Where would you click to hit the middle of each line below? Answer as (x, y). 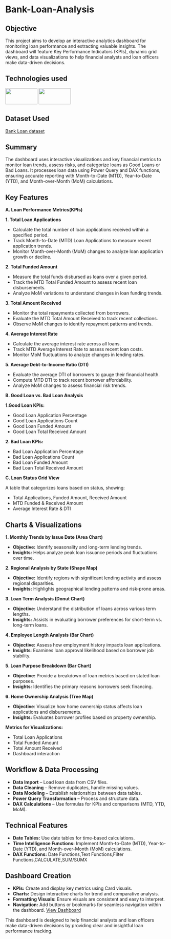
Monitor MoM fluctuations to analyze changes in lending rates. (79, 355)
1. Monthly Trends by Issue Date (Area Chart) (54, 537)
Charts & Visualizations (44, 525)
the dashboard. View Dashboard (47, 910)
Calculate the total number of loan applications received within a (81, 230)
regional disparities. (34, 583)
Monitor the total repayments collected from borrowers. (71, 313)
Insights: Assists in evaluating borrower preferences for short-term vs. (87, 620)
